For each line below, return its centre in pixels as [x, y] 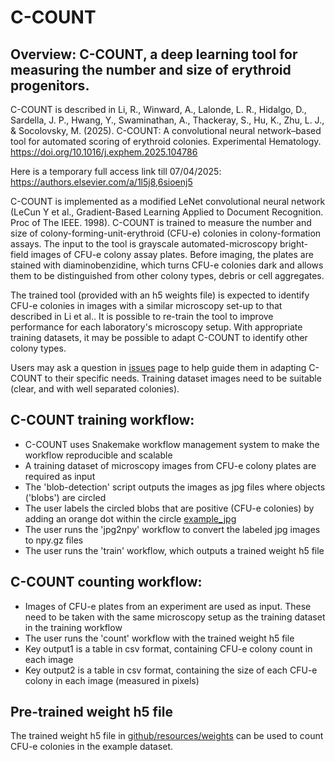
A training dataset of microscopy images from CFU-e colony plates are [170, 465]
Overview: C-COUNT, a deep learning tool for [154, 54]
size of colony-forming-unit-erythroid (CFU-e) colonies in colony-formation [166, 233]
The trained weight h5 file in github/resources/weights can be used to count [167, 736]
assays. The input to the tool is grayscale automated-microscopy [144, 244]
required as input [60, 476]
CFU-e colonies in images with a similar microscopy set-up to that [146, 305]
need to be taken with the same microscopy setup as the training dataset [175, 617]
